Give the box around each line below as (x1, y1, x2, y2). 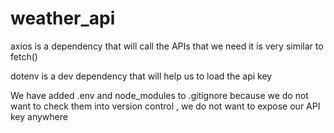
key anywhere (10, 110, 68, 122)
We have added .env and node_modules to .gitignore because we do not (10, 89, 309, 101)
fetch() (10, 50, 38, 62)
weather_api (10, 7, 116, 30)
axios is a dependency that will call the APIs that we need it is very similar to (10, 40, 324, 52)
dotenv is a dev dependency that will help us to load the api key (10, 70, 273, 82)
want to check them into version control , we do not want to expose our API (10, 100, 321, 112)
